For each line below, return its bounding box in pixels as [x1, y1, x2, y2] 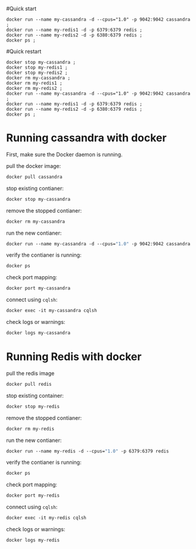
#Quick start [6, 5, 37, 12]
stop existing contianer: [6, 185, 64, 192]
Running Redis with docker [6, 350, 142, 364]
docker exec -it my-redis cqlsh [6, 515, 86, 521]
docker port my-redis [6, 492, 60, 499]
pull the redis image [6, 369, 55, 377]
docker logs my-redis [6, 537, 60, 543]
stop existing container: [6, 392, 64, 399]
